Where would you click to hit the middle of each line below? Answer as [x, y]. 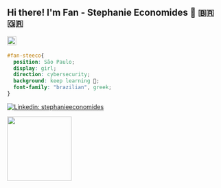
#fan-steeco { [26, 56]
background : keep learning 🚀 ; [56, 81]
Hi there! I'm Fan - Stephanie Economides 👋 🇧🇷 [111, 13]
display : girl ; [35, 68]
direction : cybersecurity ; [52, 75]
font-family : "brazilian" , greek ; [62, 87]
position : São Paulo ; [44, 62]
